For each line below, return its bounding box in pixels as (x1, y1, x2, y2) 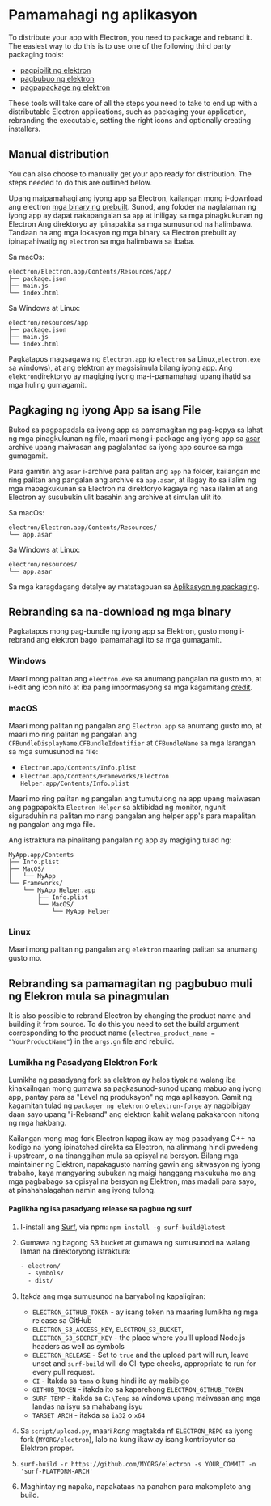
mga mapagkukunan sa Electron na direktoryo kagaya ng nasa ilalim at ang (8, 483, 258, 493)
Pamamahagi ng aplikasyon (8, 6, 198, 24)
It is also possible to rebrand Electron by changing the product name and (8, 1011, 251, 1020)
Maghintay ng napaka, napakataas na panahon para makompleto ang (19, 1482, 251, 1491)
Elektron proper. (19, 1443, 74, 1453)
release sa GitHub (32, 1316, 92, 1326)
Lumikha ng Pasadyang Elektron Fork (8, 1057, 158, 1067)
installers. (8, 124, 41, 134)
